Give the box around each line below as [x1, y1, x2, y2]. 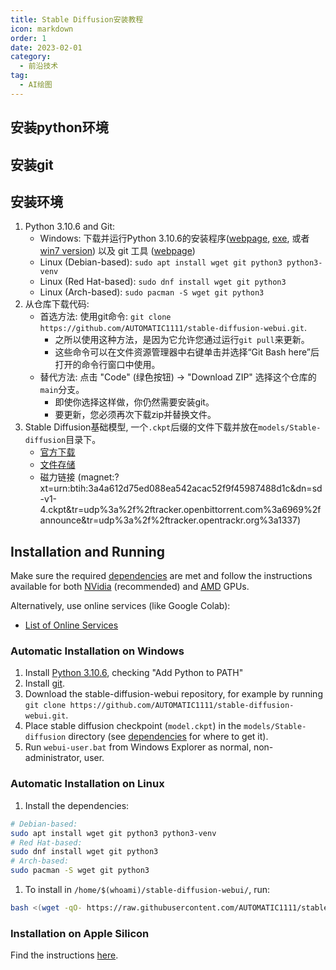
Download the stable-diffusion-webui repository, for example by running [24, 688, 323, 700]
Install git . [24, 677, 66, 690]
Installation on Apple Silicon [10, 926, 150, 940]
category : [10, 52, 52, 62]
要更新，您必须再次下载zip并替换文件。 [54, 409, 217, 421]
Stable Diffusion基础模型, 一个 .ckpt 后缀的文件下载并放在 [24, 421, 259, 433]
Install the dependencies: [24, 799, 130, 811]
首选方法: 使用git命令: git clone [39, 311, 172, 323]
